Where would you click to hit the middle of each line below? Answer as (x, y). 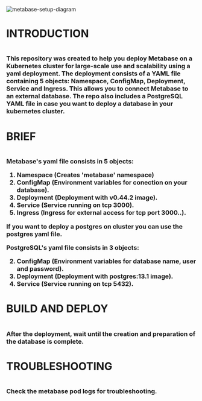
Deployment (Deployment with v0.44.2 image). (87, 198)
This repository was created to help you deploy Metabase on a (99, 58)
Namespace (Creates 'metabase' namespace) (85, 175)
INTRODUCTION (48, 34)
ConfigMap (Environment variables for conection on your (102, 183)
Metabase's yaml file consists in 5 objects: (70, 161)
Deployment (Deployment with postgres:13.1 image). (95, 276)
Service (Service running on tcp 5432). (75, 284)
